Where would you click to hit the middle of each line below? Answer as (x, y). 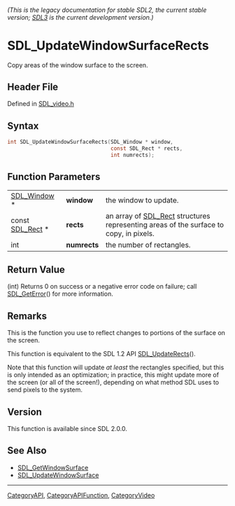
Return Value (36, 269)
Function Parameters (54, 177)
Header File (33, 87)
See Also (27, 451)
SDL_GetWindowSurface (53, 467)
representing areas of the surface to (165, 224)
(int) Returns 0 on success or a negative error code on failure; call (102, 287)
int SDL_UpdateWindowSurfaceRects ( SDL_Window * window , (90, 142)
